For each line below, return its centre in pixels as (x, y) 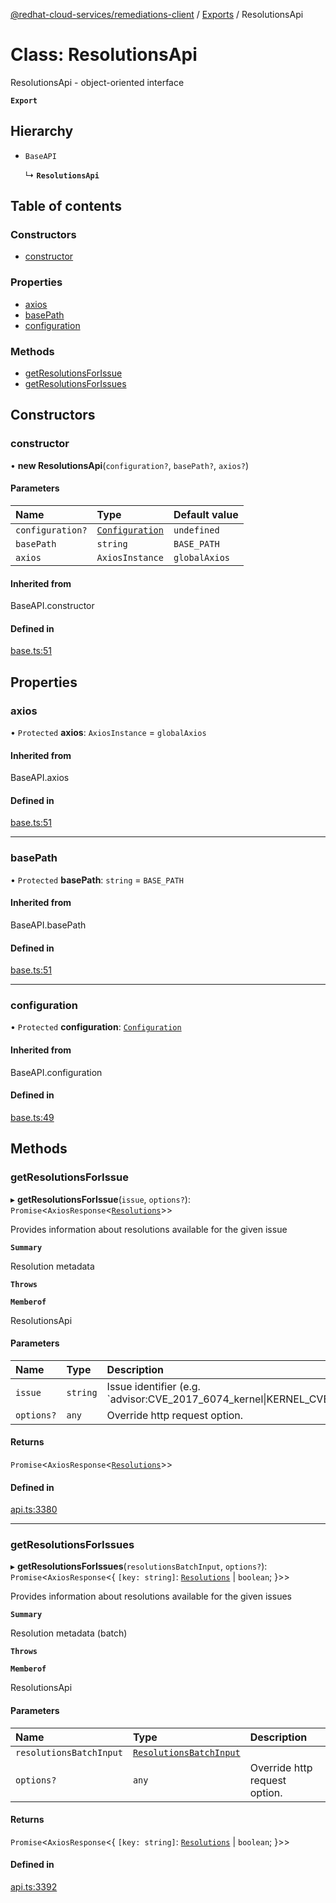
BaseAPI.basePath (48, 925)
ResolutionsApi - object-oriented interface (97, 82)
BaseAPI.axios (40, 778)
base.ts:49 (32, 1117)
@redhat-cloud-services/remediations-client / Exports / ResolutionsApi (157, 14)
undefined (196, 530)
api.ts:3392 (34, 1887)
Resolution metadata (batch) (69, 1633)
